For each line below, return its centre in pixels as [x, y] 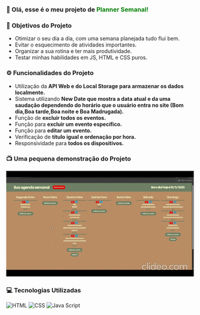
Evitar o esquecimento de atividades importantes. [76, 45]
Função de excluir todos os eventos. [60, 118]
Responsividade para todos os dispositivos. [69, 143]
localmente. [30, 92]
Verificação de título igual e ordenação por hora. [75, 137]
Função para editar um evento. [53, 130]
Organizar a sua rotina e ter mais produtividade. [73, 51]
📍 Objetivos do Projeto [39, 25]
